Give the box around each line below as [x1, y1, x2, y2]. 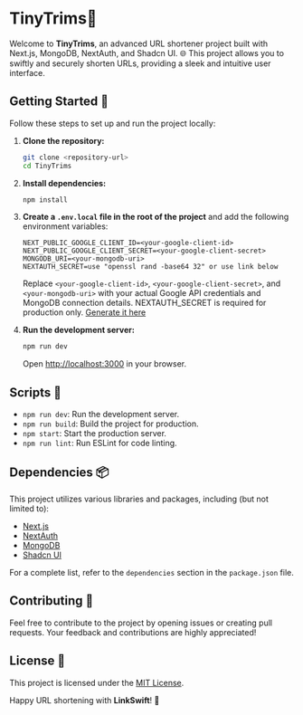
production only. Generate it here [22, 307, 147, 318]
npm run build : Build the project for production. [22, 418, 199, 429]
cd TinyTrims [22, 161, 72, 170]
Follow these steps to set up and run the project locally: [9, 118, 216, 129]
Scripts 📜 [9, 385, 62, 400]
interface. [9, 67, 45, 78]
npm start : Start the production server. [22, 428, 167, 439]
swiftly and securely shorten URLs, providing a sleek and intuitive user [9, 58, 271, 69]
